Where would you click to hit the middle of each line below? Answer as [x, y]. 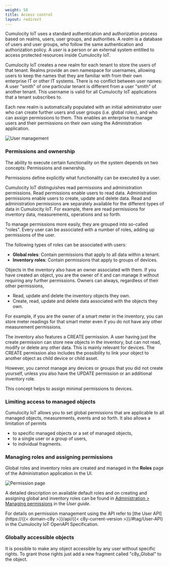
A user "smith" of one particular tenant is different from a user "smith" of [81, 86]
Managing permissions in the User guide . [48, 504]
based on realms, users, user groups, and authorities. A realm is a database [84, 39]
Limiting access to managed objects [50, 402]
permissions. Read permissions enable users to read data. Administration [81, 193]
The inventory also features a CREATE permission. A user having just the [81, 336]
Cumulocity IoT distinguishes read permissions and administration [74, 187]
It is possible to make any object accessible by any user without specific [80, 548]
